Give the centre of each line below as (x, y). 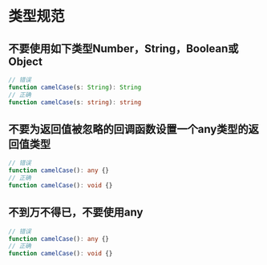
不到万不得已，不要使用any (76, 213)
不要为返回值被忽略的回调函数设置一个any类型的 (128, 129)
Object (25, 61)
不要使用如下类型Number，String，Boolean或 (123, 48)
